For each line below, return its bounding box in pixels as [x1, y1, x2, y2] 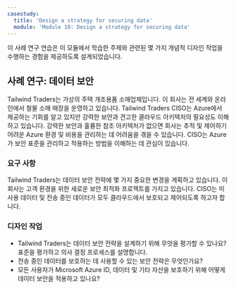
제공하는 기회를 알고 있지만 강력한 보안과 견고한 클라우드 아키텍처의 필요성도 [7, 113, 216, 121]
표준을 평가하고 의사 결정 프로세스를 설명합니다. [17, 247, 148, 256]
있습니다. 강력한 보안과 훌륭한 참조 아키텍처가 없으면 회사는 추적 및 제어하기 [20, 121, 228, 130]
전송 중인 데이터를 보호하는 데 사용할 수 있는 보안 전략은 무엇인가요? [17, 257, 203, 265]
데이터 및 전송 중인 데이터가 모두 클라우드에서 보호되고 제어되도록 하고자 [20, 193, 218, 202]
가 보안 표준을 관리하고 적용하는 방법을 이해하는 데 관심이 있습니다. [7, 139, 190, 148]
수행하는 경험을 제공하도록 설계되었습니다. [7, 52, 123, 61]
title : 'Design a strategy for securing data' [13, 17, 153, 24]
